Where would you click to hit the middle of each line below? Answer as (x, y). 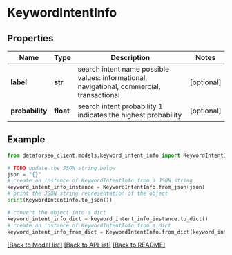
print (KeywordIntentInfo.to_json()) (60, 200)
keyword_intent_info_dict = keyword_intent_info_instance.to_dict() (108, 219)
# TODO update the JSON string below (61, 168)
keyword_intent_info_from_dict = (55, 232)
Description (130, 58)
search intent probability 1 (120, 106)
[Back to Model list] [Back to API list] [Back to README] (86, 245)
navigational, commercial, (119, 86)
